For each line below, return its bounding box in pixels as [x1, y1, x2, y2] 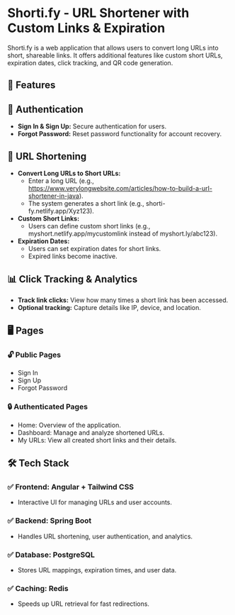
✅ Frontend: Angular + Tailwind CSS [7, 482, 134, 492]
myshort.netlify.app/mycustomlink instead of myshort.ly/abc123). [28, 229, 218, 238]
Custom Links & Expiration [7, 20, 166, 36]
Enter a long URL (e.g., [28, 176, 94, 185]
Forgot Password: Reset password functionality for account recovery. [17, 130, 222, 138]
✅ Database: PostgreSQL [7, 550, 96, 560]
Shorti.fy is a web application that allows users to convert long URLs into [7, 43, 219, 52]
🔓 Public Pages [7, 350, 62, 360]
